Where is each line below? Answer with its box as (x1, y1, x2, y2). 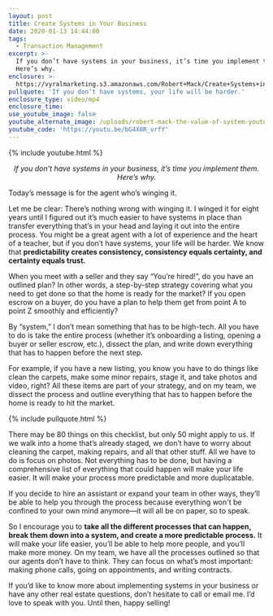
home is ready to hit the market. (8, 398, 115, 408)
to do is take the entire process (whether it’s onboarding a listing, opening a (8, 330, 262, 340)
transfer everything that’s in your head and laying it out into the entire (8, 221, 240, 230)
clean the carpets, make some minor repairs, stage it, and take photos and (8, 372, 258, 382)
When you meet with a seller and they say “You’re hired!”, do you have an (8, 271, 253, 281)
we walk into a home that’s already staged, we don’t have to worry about (8, 438, 252, 448)
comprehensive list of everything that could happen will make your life (8, 464, 244, 474)
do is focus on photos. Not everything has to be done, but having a (8, 455, 232, 465)
